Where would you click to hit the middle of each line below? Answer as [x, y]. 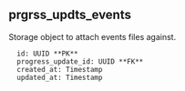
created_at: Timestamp [60, 69]
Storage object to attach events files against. [92, 36]
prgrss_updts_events [70, 15]
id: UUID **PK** [47, 54]
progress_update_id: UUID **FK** [80, 61]
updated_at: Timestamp [60, 77]
